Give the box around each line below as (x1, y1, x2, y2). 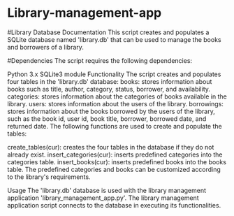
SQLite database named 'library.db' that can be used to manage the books (7, 35, 221, 43)
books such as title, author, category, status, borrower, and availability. (7, 85, 211, 93)
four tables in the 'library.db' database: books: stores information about (7, 77, 212, 85)
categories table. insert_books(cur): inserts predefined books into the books (7, 157, 227, 166)
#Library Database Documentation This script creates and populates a (7, 28, 210, 36)
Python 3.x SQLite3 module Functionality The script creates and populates (7, 70, 221, 78)
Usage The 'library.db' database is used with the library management (7, 186, 207, 194)
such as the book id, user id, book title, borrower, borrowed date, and (7, 114, 207, 123)
